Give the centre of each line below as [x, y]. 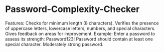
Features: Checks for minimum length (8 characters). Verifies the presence [82, 23]
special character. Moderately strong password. [54, 44]
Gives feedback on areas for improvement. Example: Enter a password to [80, 33]
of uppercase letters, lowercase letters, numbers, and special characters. [80, 28]
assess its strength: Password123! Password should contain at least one [79, 39]
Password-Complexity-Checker [72, 9]
